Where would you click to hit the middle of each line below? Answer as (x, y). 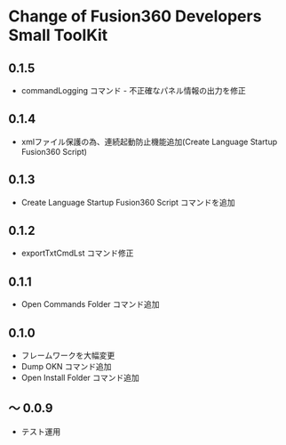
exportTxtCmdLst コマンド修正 (77, 253)
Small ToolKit (58, 35)
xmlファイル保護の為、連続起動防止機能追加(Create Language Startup (149, 142)
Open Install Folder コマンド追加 (80, 378)
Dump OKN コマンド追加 (66, 367)
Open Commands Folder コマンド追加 (91, 304)
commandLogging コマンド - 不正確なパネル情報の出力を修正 (133, 90)
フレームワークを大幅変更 (68, 356)
